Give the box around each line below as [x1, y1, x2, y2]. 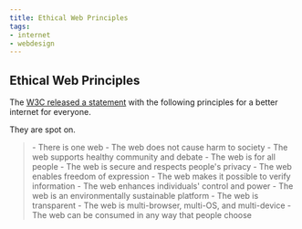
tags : [9, 22, 30, 31]
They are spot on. [9, 124, 76, 135]
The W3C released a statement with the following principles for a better [9, 97, 278, 108]
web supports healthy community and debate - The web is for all [31, 151, 276, 162]
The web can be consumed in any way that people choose [31, 210, 253, 221]
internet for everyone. [9, 107, 91, 118]
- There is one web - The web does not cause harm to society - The [31, 142, 288, 153]
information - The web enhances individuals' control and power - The [31, 181, 294, 192]
